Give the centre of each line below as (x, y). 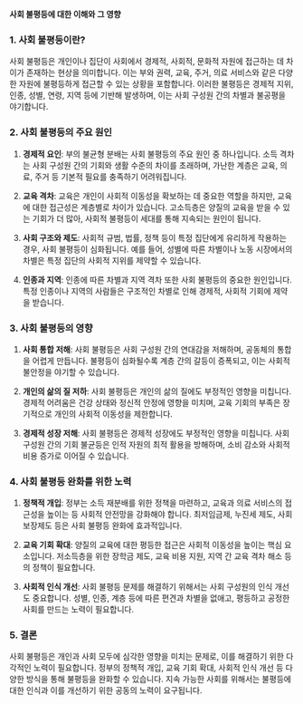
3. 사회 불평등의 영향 (51, 328)
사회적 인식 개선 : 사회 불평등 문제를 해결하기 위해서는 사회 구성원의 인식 (147, 587)
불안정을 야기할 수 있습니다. (71, 371)
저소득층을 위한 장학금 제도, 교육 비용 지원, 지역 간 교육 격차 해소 (170, 556)
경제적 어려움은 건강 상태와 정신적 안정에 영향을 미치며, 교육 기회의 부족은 (151, 402)
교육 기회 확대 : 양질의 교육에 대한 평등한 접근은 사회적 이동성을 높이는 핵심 (152, 545)
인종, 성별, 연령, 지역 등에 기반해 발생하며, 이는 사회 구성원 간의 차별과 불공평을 (148, 95)
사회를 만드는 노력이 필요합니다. (78, 610)
